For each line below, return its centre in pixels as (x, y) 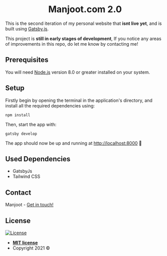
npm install (18, 115)
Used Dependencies (38, 159)
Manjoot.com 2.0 (85, 9)
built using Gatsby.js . (27, 28)
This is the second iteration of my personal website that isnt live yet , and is (83, 23)
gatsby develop (21, 134)
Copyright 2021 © (31, 248)
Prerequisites (27, 60)
